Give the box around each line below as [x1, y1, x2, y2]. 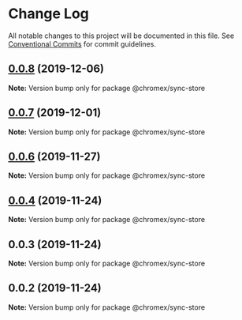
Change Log [8, 5, 89, 23]
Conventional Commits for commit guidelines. [8, 39, 156, 48]
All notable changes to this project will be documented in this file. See [8, 31, 235, 40]
